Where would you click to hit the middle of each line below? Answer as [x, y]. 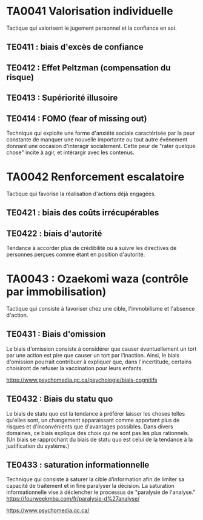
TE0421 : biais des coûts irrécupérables [83, 213]
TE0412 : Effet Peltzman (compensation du [88, 68]
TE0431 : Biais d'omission [56, 334]
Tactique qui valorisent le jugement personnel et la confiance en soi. [92, 28]
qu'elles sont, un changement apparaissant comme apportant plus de [93, 420]
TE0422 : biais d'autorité [54, 233]
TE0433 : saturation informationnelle [78, 465]
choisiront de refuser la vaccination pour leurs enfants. [75, 368]
